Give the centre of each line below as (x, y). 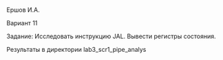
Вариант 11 (22, 23)
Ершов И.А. (23, 10)
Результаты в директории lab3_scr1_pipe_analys (76, 49)
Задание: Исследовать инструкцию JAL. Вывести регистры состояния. (111, 36)
